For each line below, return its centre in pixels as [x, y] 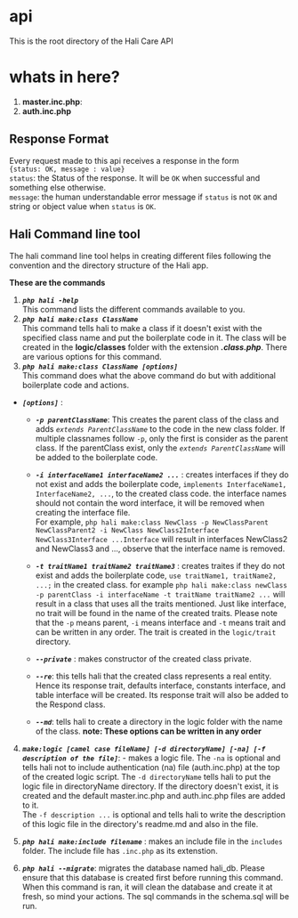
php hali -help [50, 300]
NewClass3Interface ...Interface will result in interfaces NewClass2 [161, 539]
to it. [30, 805]
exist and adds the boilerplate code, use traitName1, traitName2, [156, 575]
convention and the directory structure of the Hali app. [109, 265]
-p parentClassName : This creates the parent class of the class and [157, 419]
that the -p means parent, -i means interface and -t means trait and [161, 622]
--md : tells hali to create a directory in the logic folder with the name [159, 721]
